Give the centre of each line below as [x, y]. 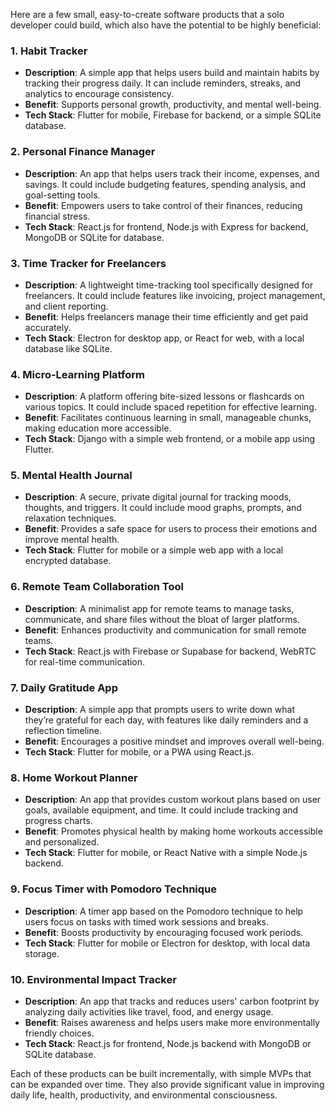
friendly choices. [59, 1033]
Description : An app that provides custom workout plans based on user [173, 800]
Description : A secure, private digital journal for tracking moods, [158, 497]
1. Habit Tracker [49, 51]
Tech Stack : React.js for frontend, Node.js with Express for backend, [166, 226]
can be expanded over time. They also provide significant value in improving [167, 1084]
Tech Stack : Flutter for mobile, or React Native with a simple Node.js [166, 853]
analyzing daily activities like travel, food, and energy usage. [149, 1011]
